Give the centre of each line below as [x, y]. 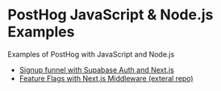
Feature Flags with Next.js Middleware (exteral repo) [106, 78]
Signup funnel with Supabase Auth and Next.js [96, 69]
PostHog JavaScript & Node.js [110, 15]
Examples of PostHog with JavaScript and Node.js [91, 54]
